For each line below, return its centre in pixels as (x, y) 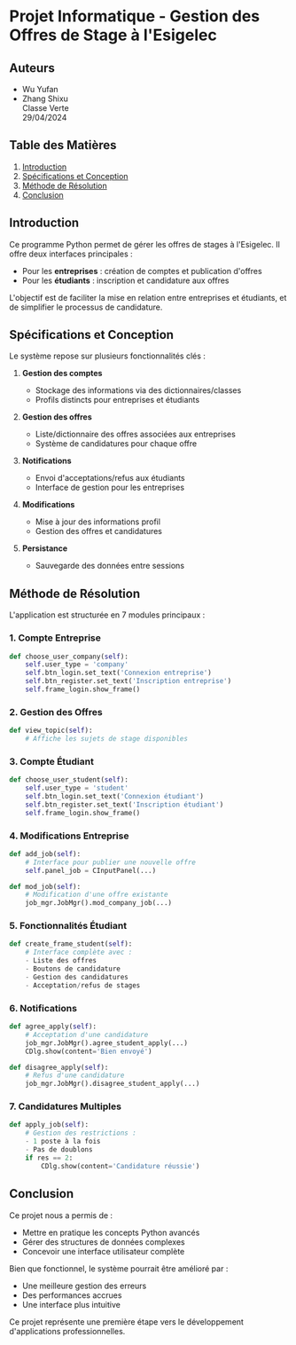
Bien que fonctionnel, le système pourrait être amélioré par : (119, 1268)
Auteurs (32, 68)
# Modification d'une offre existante (97, 895)
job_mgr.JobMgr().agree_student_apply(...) (107, 1043)
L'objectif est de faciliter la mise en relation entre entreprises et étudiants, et (148, 297)
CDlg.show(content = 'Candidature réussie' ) (121, 1166)
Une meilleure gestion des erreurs (84, 1286)
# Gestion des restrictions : (81, 1133)
